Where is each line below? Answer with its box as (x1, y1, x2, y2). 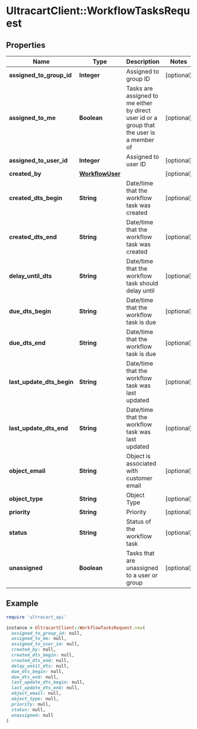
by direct (125, 106, 151, 114)
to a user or (125, 571, 158, 579)
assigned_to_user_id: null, (11, 641, 80, 647)
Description (125, 58, 160, 65)
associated (125, 460, 157, 467)
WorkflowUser (79, 169, 121, 178)
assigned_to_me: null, (11, 635, 67, 642)
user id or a (125, 114, 158, 122)
